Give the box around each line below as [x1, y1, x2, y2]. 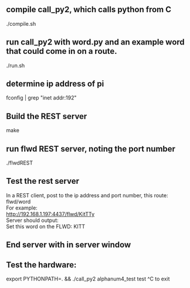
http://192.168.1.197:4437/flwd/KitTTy [6, 210, 95, 217]
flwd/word [6, 198, 31, 205]
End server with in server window [6, 240, 131, 250]
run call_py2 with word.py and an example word [6, 37, 185, 47]
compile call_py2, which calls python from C [6, 5, 172, 15]
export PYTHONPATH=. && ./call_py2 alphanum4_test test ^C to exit [6, 275, 170, 283]
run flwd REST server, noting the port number [6, 143, 176, 154]
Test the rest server [6, 176, 80, 186]
